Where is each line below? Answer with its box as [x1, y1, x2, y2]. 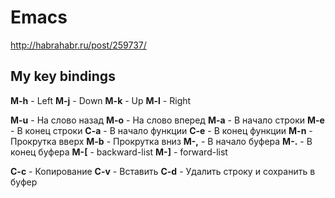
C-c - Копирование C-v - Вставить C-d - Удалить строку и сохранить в [10, 165, 316, 177]
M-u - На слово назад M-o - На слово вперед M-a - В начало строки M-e [10, 114, 325, 126]
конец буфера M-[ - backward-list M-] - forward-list [10, 146, 228, 158]
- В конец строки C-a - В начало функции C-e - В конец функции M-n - [10, 124, 313, 136]
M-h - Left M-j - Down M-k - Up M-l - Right [10, 94, 192, 106]
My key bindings [10, 68, 116, 85]
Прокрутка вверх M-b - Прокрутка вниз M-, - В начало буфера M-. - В [10, 135, 313, 147]
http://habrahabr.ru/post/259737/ [10, 39, 147, 51]
